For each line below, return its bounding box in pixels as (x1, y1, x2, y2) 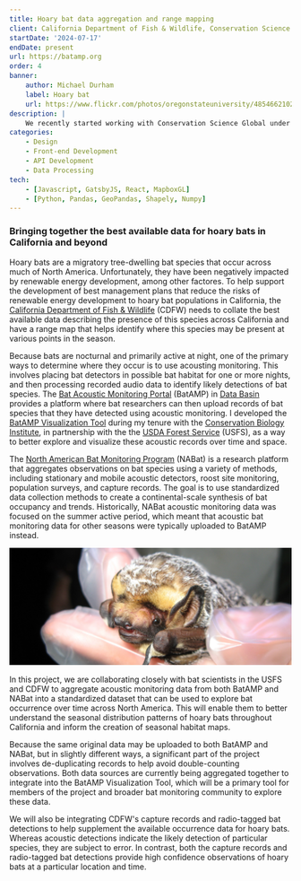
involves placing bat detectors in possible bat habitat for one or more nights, (9, 369, 291, 380)
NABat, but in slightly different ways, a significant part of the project (9, 749, 260, 760)
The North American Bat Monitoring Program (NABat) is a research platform (9, 453, 289, 464)
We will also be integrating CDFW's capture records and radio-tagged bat (9, 814, 281, 824)
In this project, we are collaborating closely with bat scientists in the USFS (9, 674, 282, 685)
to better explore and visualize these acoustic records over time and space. (9, 436, 288, 447)
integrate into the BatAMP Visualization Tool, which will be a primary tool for (9, 777, 289, 789)
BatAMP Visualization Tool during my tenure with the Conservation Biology (9, 417, 285, 428)
